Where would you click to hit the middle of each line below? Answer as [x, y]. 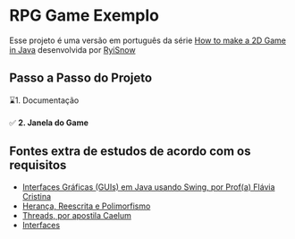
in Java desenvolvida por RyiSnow [72, 49]
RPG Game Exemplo [84, 16]
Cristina [37, 196]
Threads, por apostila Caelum [76, 215]
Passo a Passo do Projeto [81, 78]
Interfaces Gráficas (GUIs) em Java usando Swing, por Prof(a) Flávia [148, 187]
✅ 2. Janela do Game [49, 123]
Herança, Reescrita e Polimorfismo [86, 206]
